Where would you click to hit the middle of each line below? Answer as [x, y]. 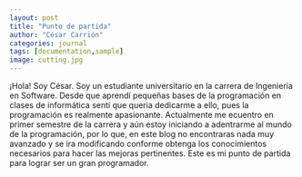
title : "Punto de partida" [60, 26]
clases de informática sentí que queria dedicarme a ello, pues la [129, 105]
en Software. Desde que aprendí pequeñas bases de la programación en [146, 95]
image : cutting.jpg [46, 60]
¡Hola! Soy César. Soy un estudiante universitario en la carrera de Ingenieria [151, 86]
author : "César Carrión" [56, 34]
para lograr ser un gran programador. [79, 163]
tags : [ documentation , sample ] [67, 52]
